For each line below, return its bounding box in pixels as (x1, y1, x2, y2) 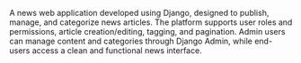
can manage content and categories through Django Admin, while (9, 35, 253, 46)
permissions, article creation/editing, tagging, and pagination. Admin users (9, 27, 286, 36)
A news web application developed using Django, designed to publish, (9, 8, 270, 18)
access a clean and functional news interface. (31, 45, 202, 56)
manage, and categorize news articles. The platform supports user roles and (9, 17, 293, 28)
